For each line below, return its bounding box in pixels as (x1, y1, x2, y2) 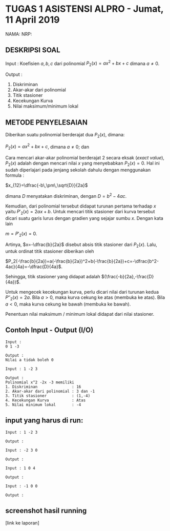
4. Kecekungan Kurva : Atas (5, 398, 86, 403)
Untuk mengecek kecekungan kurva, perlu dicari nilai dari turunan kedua (5, 289, 159, 295)
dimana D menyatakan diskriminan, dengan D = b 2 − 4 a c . (5, 192, 127, 199)
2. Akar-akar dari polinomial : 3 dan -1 (5, 389, 95, 394)
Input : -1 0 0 (5, 483, 38, 488)
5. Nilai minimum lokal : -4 (5, 402, 81, 407)
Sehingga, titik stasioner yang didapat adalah (5, 274, 101, 280)
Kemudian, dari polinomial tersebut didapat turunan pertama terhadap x (5, 203, 156, 209)
